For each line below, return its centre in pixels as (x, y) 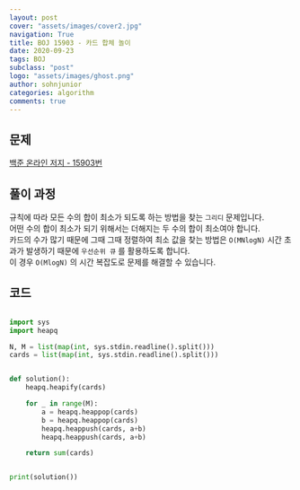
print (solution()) (44, 477)
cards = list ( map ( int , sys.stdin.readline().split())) (114, 355)
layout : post (34, 17)
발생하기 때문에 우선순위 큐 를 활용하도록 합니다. (108, 251)
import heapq (34, 330)
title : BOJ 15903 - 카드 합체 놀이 (70, 43)
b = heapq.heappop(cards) (90, 420)
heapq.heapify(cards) (66, 388)
